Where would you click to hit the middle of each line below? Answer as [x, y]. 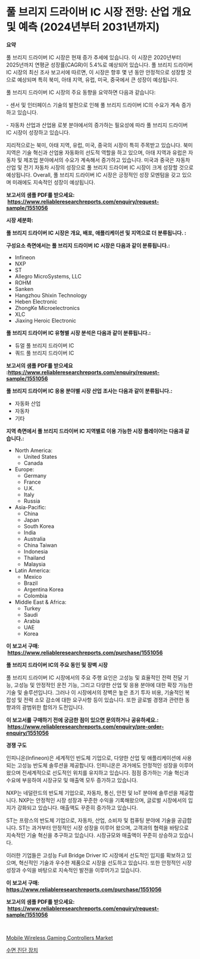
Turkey [32, 608]
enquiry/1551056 [28, 733]
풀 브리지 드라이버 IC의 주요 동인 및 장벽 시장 [57, 665]
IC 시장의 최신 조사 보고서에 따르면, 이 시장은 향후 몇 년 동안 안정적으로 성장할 [96, 72]
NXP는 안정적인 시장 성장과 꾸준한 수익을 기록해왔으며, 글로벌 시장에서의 [103, 800]
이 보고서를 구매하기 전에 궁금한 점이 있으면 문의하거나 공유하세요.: [82, 720]
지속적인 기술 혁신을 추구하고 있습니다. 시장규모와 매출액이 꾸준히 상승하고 [92, 835]
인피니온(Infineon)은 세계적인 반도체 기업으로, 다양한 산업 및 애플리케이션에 [94, 758]
